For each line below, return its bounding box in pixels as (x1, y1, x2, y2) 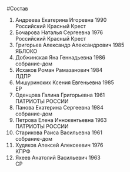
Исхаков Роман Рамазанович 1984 (15, 67, 103, 73)
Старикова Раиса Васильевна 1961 (15, 129, 102, 136)
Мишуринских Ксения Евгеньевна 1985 (15, 79, 114, 86)
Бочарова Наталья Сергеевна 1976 (15, 29, 104, 36)
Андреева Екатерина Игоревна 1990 (15, 16, 107, 23)
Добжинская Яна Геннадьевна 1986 (15, 54, 105, 61)
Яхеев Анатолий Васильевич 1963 (15, 154, 101, 161)
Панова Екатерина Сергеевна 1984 (15, 104, 104, 111)
